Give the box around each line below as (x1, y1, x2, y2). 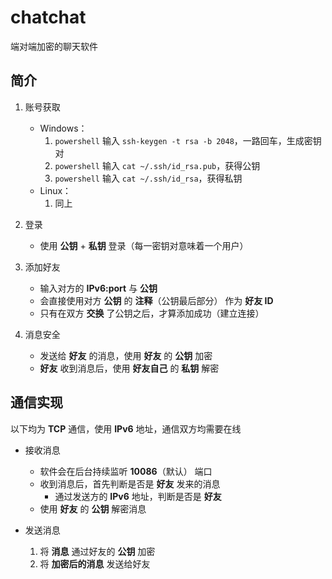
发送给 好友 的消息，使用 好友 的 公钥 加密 (39, 349, 213, 361)
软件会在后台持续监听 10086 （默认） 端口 (39, 465, 213, 477)
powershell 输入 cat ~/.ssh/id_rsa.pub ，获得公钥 (54, 159, 261, 171)
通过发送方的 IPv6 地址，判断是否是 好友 (54, 490, 222, 502)
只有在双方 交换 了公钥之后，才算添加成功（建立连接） (39, 307, 265, 319)
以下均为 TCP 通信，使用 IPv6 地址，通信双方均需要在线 (10, 422, 242, 435)
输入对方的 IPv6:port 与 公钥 (39, 282, 158, 294)
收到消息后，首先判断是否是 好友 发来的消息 (39, 477, 221, 490)
